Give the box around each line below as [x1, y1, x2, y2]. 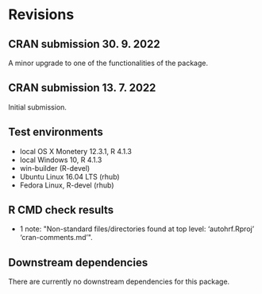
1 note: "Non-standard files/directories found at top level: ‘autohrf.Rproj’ [19, 224, 255, 234]
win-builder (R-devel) [19, 163, 91, 172]
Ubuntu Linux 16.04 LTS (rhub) [19, 172, 121, 181]
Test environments [8, 126, 103, 139]
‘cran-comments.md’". [19, 233, 93, 242]
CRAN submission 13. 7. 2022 [8, 81, 156, 95]
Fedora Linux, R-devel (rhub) [19, 180, 114, 190]
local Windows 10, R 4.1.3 [19, 155, 102, 164]
